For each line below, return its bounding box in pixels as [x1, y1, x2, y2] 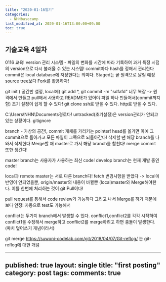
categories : [5, 12, 30, 17]
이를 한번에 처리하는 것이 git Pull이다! [11, 185, 83, 191]
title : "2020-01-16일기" [5, 7, 54, 12]
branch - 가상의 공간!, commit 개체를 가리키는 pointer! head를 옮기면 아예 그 [5, 128, 154, 134]
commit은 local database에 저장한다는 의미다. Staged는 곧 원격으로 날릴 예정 [5, 71, 156, 77]
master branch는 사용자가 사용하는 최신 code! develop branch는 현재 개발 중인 [5, 157, 160, 163]
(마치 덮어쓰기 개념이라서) [5, 225, 55, 231]
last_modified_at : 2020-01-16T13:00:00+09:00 [5, 21, 100, 26]
